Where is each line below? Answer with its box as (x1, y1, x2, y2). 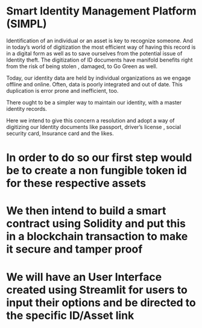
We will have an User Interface (6, 270, 162, 284)
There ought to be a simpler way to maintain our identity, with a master (6, 98, 182, 106)
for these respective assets (6, 177, 147, 191)
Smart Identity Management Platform (6, 4, 197, 18)
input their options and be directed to (6, 295, 196, 309)
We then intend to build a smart (6, 204, 166, 218)
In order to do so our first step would (6, 151, 192, 165)
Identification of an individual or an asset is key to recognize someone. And (6, 37, 193, 44)
